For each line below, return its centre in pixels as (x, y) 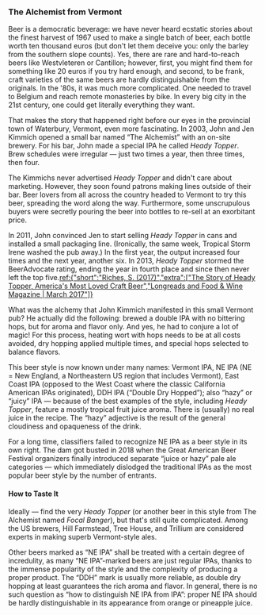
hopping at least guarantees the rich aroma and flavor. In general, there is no (133, 586)
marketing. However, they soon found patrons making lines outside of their (130, 186)
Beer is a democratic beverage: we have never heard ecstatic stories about (131, 29)
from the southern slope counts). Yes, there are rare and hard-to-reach (124, 55)
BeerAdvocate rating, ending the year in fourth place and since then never (129, 269)
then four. (24, 163)
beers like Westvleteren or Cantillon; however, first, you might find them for (131, 63)
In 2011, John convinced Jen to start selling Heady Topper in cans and (123, 236)
